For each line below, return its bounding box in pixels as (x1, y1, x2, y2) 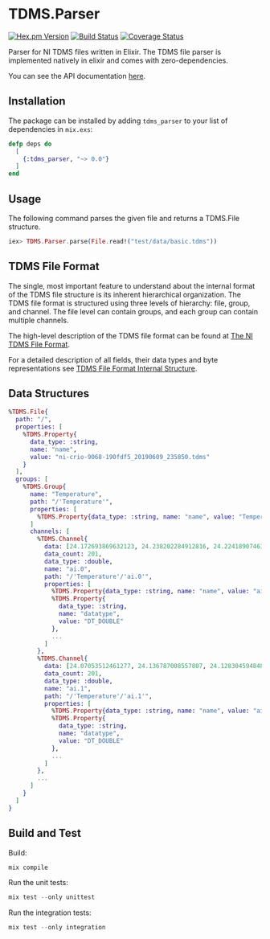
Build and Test (8, 826, 82, 840)
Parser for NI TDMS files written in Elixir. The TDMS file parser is (8, 47, 222, 56)
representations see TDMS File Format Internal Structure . (8, 363, 198, 373)
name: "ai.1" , (43, 684, 92, 692)
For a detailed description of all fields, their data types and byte (8, 355, 219, 364)
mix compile (8, 863, 48, 871)
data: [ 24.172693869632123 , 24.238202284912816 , (43, 543, 211, 551)
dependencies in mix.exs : (8, 124, 93, 133)
